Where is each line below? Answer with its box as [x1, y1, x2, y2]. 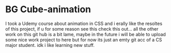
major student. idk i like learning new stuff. [5, 42, 95, 48]
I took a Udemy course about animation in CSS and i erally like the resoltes [5, 20, 163, 26]
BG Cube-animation [5, 4, 91, 15]
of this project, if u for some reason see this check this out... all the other [5, 25, 159, 32]
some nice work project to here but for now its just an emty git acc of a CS [5, 37, 162, 43]
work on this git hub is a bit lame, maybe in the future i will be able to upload [5, 31, 166, 37]
